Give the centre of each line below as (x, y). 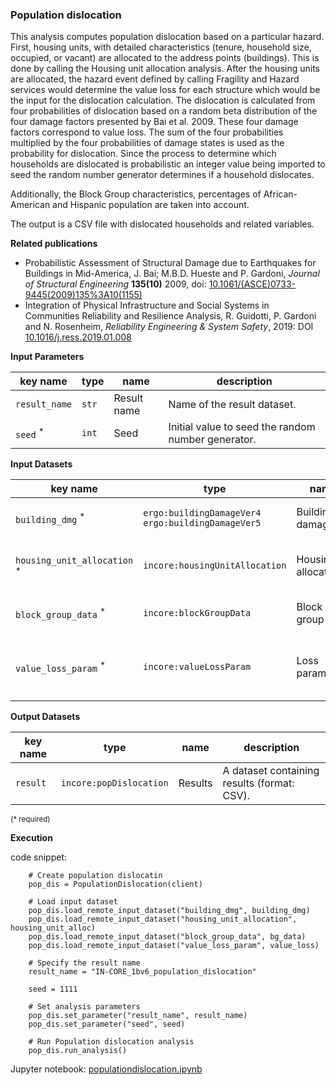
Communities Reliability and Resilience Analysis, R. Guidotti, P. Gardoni (170, 316)
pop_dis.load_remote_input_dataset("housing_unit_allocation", (163, 919)
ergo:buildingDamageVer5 (202, 523)
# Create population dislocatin (95, 876)
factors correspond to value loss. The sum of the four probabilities (147, 132)
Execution (31, 838)
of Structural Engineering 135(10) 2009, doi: (115, 284)
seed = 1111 (53, 989)
